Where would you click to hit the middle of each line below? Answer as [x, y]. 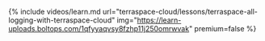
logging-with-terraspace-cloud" [62, 20]
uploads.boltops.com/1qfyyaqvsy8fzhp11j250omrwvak [99, 29]
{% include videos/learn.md [55, 12]
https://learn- [159, 20]
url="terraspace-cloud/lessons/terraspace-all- [180, 12]
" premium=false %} [223, 29]
